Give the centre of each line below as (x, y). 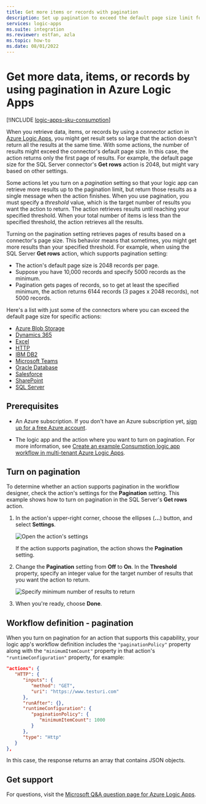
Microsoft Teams (36, 361)
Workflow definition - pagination (70, 623)
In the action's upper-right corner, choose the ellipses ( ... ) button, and (104, 518)
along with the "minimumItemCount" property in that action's (81, 651)
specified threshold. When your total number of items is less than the (93, 215)
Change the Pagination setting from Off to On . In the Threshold (96, 567)
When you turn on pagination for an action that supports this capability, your (103, 638)
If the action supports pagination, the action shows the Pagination (99, 548)
